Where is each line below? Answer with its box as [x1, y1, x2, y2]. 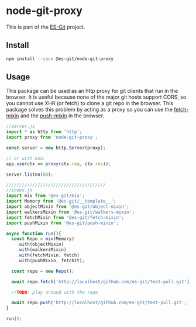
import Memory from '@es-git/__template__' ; [6, 199, 116, 204]
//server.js [6, 124, 35, 130]
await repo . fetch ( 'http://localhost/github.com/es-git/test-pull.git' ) [11, 279, 190, 284]
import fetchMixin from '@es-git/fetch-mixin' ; [6, 214, 125, 220]
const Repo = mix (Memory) [11, 236, 75, 242]
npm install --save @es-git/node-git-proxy [6, 55, 114, 62]
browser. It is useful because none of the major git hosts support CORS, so [6, 93, 187, 100]
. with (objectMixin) [16, 241, 64, 248]
